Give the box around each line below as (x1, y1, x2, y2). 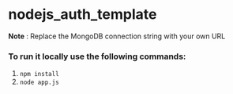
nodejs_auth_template (8, 5, 157, 23)
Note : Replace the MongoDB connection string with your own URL (8, 31, 226, 41)
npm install (19, 70, 59, 78)
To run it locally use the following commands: (8, 51, 186, 62)
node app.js (19, 78, 59, 87)
